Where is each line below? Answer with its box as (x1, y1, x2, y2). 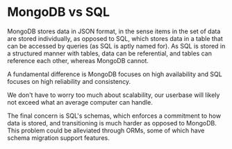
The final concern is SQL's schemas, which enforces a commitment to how (7, 112, 221, 120)
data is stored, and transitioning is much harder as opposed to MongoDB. (7, 119, 217, 127)
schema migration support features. (7, 133, 110, 142)
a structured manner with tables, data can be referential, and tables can (7, 49, 212, 58)
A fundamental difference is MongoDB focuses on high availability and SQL (7, 70, 222, 78)
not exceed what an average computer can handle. (7, 98, 153, 106)
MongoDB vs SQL (7, 4, 110, 20)
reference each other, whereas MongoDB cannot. (7, 56, 149, 64)
